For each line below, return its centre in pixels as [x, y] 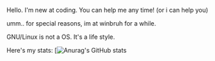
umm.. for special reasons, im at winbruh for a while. [81, 23]
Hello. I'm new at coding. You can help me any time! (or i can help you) [108, 10]
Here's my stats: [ [32, 50]
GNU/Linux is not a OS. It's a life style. [61, 37]
